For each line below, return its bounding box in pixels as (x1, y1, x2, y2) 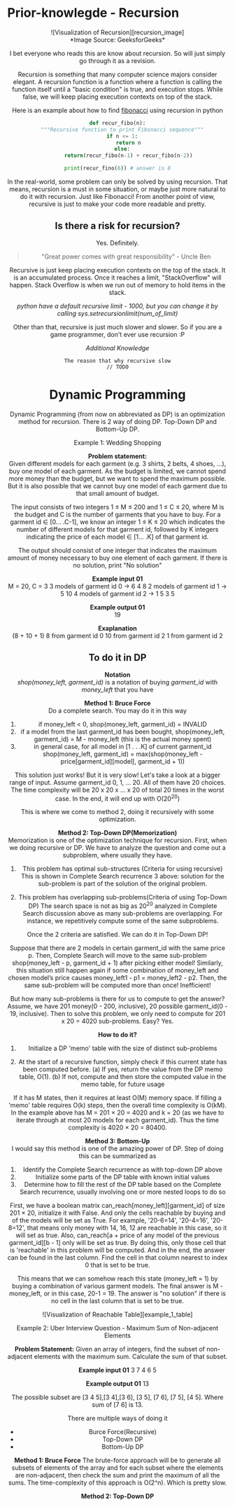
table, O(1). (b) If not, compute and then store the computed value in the (19, 1072, 227, 1080)
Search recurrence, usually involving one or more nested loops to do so (20, 1188, 226, 1196)
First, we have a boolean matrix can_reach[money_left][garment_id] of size (10, 1201, 225, 1209)
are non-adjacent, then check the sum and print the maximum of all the (15, 1471, 220, 1479)
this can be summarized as (78, 1151, 157, 1160)
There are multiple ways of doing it (67, 1414, 168, 1422)
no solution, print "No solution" (73, 560, 162, 569)
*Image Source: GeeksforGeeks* (69, 35, 166, 43)
